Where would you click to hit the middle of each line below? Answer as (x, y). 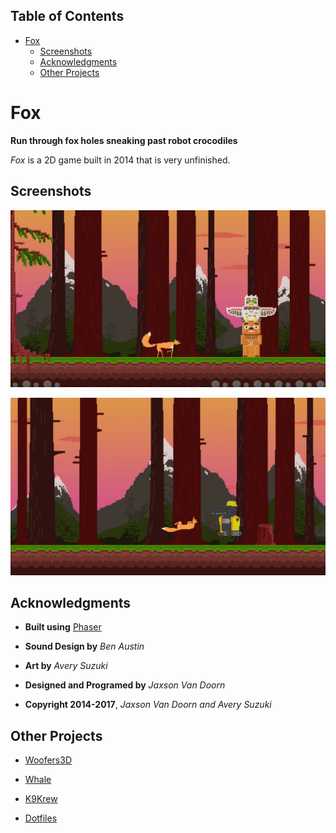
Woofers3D (48, 760)
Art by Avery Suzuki (66, 666)
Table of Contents (67, 16)
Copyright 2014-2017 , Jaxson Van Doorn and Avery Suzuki (148, 705)
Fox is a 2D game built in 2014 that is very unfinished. (120, 160)
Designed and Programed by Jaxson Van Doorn (125, 685)
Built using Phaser (63, 627)
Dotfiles (41, 818)
